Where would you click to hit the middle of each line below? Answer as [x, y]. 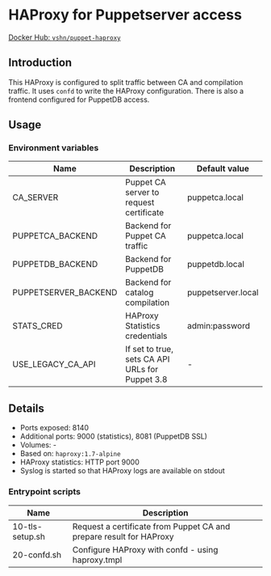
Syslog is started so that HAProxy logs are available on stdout [123, 471]
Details [26, 408]
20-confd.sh [37, 554]
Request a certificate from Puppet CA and [151, 526]
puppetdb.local [215, 265]
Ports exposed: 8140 [54, 428]
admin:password [218, 326]
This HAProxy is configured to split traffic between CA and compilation [126, 82]
